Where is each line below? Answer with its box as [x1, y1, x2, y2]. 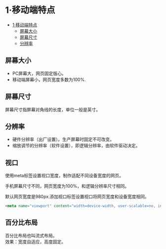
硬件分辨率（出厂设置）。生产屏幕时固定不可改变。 [12, 137, 115, 143]
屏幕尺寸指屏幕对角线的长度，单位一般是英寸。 [5, 106, 100, 112]
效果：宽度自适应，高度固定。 [5, 239, 66, 245]
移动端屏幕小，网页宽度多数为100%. [12, 76, 86, 82]
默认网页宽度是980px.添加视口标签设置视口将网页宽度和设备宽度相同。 [5, 194, 150, 199]
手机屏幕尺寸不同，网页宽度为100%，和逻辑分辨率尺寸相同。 [5, 183, 129, 189]
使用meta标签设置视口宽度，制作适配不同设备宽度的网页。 [5, 173, 124, 179]
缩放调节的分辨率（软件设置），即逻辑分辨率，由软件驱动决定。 [12, 143, 140, 149]
